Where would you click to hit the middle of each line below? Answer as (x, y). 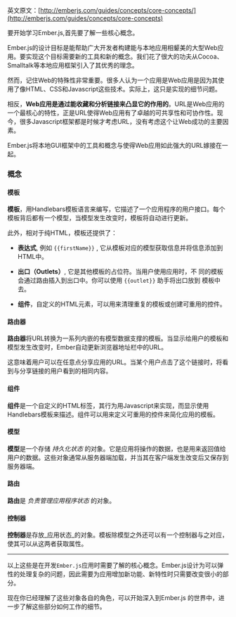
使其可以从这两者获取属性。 (47, 544)
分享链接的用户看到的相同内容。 (66, 371)
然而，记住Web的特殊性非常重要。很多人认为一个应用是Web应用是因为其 (113, 80)
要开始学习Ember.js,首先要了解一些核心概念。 (73, 33)
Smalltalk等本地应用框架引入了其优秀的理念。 (73, 65)
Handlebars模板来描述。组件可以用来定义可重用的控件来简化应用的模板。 (113, 414)
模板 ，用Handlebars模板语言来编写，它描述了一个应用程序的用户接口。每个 (116, 209)
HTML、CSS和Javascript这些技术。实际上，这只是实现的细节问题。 (123, 89)
